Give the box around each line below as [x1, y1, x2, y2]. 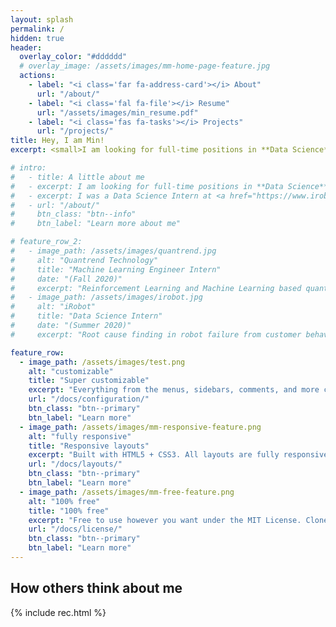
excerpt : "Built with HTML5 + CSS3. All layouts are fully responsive [28, 450, 329, 460]
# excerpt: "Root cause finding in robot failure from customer [10, 329, 302, 340]
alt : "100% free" [28, 496, 101, 506]
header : [10, 42, 43, 53]
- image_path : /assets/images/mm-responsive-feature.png [19, 422, 262, 432]
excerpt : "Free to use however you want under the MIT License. [28, 515, 302, 525]
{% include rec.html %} [10, 606, 107, 618]
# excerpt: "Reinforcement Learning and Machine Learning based [10, 283, 302, 293]
